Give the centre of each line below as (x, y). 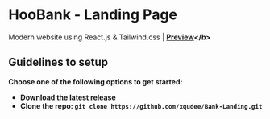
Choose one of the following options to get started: (96, 81)
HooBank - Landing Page (93, 15)
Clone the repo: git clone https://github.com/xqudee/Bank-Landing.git (141, 105)
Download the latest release (68, 97)
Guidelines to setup (58, 62)
